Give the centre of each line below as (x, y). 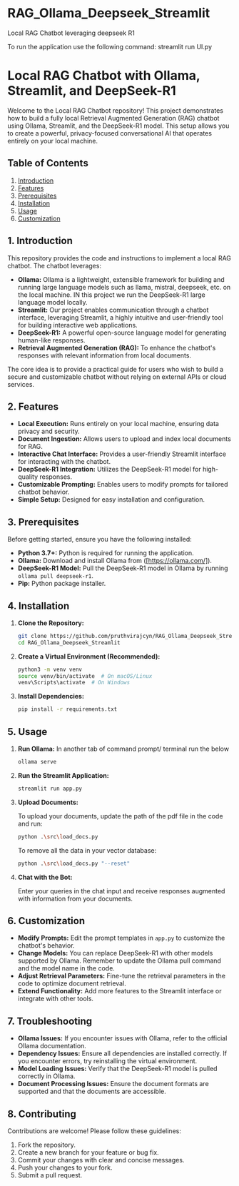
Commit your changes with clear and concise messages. (101, 1160)
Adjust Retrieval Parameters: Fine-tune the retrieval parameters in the (122, 976)
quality (28, 477)
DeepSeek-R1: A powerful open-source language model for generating (122, 333)
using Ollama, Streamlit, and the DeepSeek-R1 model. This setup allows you (118, 126)
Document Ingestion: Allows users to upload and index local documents (124, 439)
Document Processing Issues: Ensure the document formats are (113, 1084)
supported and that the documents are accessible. (92, 1091)
